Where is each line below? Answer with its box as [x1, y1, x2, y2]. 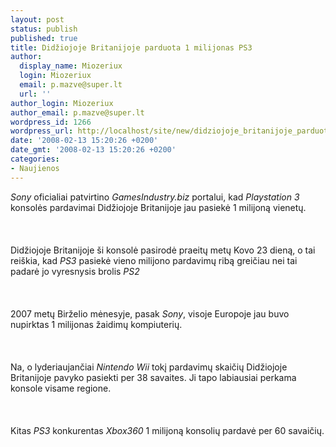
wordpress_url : [10, 126, 74, 136]
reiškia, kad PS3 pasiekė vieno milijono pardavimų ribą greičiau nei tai [10, 254, 298, 266]
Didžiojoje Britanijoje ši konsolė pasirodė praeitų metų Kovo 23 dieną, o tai [10, 244, 316, 256]
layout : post [10, 14, 65, 25]
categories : [10, 154, 60, 164]
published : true [10, 33, 78, 43]
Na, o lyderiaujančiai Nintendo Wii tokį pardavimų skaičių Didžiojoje [10, 361, 288, 373]
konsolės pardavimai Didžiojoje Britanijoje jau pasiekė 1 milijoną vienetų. [10, 201, 307, 213]
